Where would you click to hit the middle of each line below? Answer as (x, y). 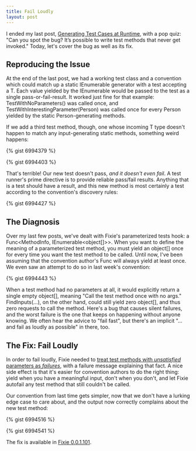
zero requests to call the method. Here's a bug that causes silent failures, (94, 308)
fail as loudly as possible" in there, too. (63, 327)
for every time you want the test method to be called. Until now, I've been (94, 254)
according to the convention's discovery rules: (62, 192)
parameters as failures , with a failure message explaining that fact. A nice (94, 366)
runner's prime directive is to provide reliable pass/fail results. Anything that (97, 180)
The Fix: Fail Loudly (42, 345)
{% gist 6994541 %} (31, 431)
